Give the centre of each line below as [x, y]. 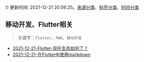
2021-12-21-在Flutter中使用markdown [51, 54]
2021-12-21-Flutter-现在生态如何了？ [50, 48]
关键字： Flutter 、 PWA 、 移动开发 [50, 37]
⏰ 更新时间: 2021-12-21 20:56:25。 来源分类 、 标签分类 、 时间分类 [72, 7]
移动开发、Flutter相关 [39, 25]
